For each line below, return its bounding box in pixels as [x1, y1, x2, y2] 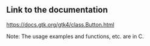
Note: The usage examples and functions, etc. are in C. [6, 33, 145, 40]
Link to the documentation [6, 5, 108, 15]
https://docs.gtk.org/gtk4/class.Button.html [6, 21, 114, 28]
